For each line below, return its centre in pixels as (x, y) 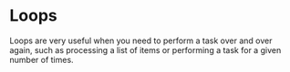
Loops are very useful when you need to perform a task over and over (141, 40)
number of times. (42, 59)
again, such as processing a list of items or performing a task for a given (145, 49)
